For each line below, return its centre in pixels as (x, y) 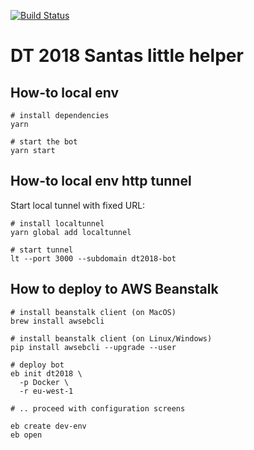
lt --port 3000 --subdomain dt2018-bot (93, 258)
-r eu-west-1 (46, 391)
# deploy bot (37, 365)
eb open (26, 435)
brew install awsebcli (57, 321)
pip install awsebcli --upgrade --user (93, 347)
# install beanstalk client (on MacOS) (93, 312)
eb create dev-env (48, 426)
